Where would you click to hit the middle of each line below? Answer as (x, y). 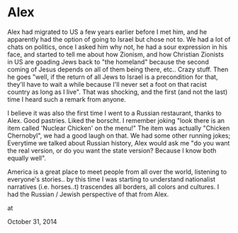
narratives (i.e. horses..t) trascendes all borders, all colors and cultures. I (113, 186)
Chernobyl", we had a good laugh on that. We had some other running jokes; (119, 136)
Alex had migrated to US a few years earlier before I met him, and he (107, 32)
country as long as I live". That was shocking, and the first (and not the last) (118, 92)
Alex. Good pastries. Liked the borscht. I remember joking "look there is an (116, 120)
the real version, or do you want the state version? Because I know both (112, 150)
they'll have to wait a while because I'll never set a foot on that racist (107, 84)
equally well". (27, 158)
